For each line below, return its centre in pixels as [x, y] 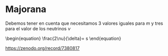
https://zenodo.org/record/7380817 [43, 48]
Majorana [26, 9]
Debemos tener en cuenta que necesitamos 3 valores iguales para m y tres [84, 23]
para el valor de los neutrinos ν [38, 28]
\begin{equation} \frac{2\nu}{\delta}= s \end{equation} [63, 38]
